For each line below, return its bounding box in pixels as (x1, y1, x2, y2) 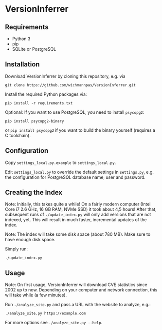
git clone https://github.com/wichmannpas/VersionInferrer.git (5, 82, 136, 87)
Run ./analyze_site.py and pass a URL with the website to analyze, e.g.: (5, 302, 151, 308)
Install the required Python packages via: (5, 91, 87, 97)
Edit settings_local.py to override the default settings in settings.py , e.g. (5, 169, 154, 175)
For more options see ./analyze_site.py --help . (5, 320, 103, 326)
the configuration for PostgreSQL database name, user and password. (5, 174, 146, 180)
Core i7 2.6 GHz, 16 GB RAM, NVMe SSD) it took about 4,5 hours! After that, (5, 206, 157, 212)
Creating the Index (5, 188, 62, 197)
